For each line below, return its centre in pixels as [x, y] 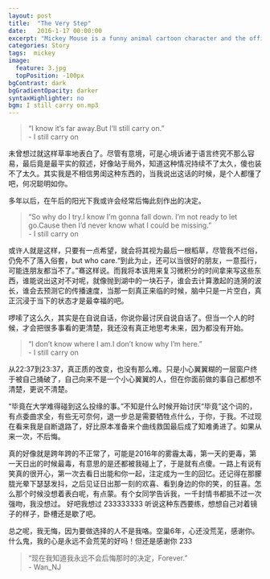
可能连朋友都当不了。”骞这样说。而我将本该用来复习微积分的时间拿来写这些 [131, 271]
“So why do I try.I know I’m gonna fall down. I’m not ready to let [133, 217]
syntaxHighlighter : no [46, 98]
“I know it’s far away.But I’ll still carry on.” [96, 129]
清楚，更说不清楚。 [40, 389]
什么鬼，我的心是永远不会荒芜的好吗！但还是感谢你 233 [100, 541]
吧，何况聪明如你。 [40, 184]
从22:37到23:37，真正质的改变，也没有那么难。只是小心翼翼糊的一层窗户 [129, 369]
